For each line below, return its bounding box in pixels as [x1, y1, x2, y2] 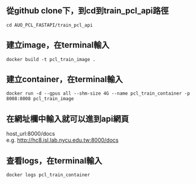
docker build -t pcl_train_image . [6, 56, 96, 62]
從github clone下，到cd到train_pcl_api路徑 [6, 5, 169, 16]
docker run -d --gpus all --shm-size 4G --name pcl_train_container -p [6, 90, 190, 97]
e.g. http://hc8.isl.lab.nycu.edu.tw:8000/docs [6, 136, 119, 144]
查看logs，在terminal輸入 [6, 156, 103, 166]
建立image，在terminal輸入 [6, 40, 110, 50]
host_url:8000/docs [6, 130, 55, 138]
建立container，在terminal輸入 [6, 74, 123, 84]
